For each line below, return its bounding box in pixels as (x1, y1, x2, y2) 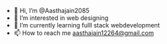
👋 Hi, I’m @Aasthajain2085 (13, 7, 90, 14)
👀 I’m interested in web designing (13, 14, 109, 22)
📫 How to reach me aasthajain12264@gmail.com (13, 29, 154, 37)
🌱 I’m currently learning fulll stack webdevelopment (13, 21, 160, 29)
